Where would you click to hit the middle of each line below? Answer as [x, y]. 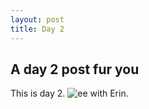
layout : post [37, 19]
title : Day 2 [37, 29]
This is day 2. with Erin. [69, 93]
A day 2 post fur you [75, 69]
